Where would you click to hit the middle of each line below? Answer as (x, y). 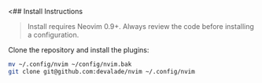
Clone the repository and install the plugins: (79, 50)
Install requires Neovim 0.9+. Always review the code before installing (140, 26)
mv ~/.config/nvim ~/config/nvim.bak (70, 64)
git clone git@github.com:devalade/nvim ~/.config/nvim (101, 71)
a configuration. (53, 35)
